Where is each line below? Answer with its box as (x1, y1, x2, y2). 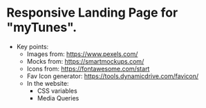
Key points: (16, 42, 49, 51)
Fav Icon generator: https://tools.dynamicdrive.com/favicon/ (26, 71, 199, 80)
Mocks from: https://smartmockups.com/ (26, 57, 144, 65)
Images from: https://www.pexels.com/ (26, 50, 138, 58)
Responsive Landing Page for (6, 5, 178, 21)
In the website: (26, 79, 69, 87)
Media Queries (37, 93, 79, 102)
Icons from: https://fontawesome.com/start (26, 64, 150, 73)
